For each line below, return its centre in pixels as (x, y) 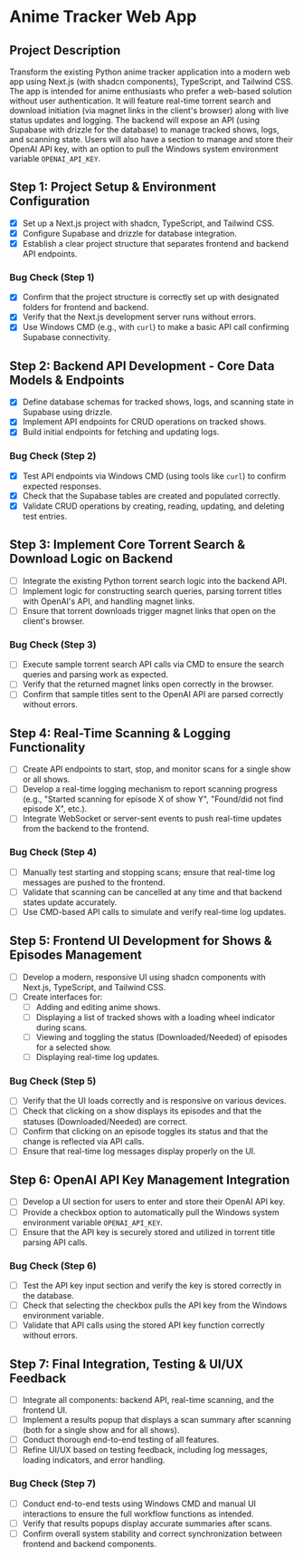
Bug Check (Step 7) (53, 1484)
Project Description (65, 50)
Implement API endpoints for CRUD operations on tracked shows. (144, 422)
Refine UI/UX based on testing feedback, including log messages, (145, 1450)
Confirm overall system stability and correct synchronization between (152, 1534)
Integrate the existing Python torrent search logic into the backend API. (155, 580)
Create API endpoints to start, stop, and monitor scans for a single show (156, 769)
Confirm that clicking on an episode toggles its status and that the (145, 1131)
